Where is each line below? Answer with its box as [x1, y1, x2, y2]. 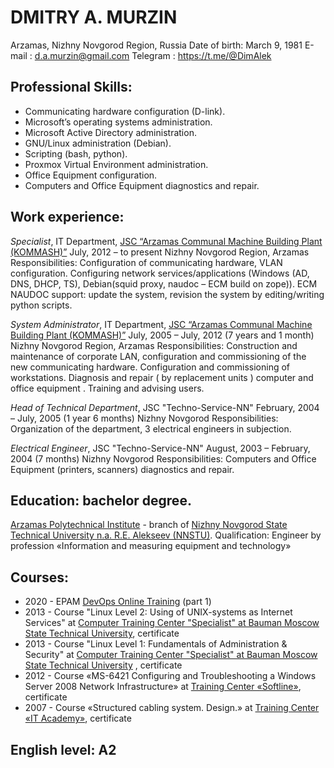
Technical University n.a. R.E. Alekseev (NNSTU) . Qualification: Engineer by [10, 529, 322, 541]
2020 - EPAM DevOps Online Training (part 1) [24, 596, 212, 608]
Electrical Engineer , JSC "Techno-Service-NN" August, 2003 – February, [10, 442, 311, 454]
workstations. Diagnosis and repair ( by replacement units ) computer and [10, 371, 314, 383]
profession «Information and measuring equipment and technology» [10, 540, 292, 552]
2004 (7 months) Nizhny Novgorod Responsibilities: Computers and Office [10, 452, 317, 465]
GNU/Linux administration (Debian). [24, 137, 172, 149]
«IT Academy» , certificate [24, 712, 132, 725]
